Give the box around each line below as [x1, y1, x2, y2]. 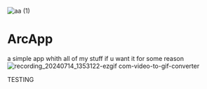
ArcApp [7, 32, 53, 47]
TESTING [7, 75, 34, 83]
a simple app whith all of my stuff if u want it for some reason [7, 54, 185, 62]
